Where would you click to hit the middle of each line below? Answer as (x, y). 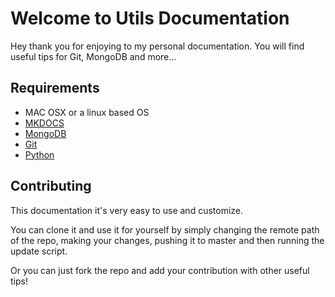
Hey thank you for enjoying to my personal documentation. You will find (157, 46)
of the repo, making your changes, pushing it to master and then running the (167, 240)
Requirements (55, 88)
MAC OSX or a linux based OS (87, 112)
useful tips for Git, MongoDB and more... (93, 56)
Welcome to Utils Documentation (150, 18)
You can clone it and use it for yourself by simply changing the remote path (165, 229)
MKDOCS (44, 123)
